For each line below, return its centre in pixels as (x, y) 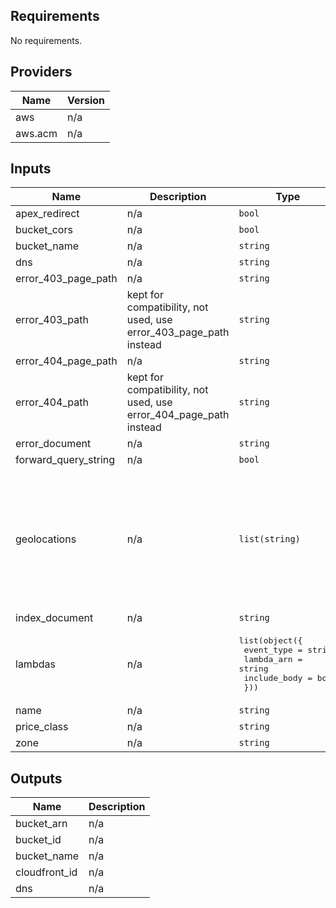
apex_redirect (47, 214)
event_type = (273, 650)
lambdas (35, 664)
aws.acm (36, 133)
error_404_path (52, 402)
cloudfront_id (46, 872)
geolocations (46, 539)
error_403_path (52, 320)
